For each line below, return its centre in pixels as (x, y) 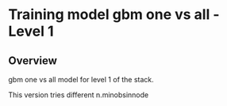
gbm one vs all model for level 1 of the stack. (81, 79)
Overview (33, 61)
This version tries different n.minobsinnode (79, 95)
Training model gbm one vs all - (114, 15)
